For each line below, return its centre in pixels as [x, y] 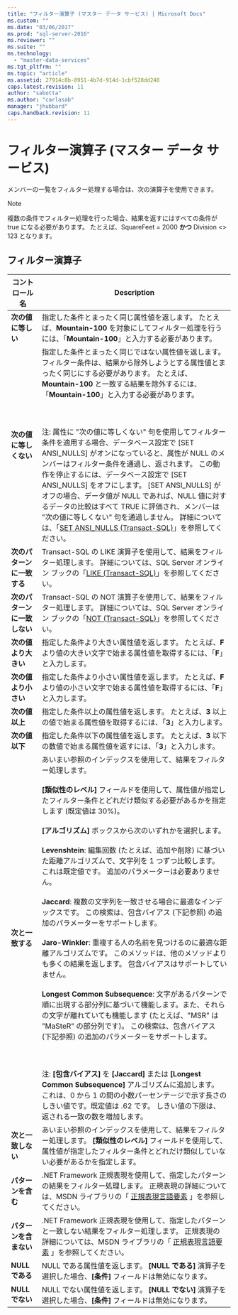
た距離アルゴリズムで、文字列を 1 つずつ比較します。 [130, 860]
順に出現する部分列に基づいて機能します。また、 [123, 1005]
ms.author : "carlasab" [41, 100]
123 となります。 [32, 236]
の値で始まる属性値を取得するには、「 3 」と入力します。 [134, 722]
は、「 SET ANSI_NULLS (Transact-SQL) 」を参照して [129, 528]
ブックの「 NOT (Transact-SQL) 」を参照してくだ [132, 618]
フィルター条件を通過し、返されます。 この [142, 464]
